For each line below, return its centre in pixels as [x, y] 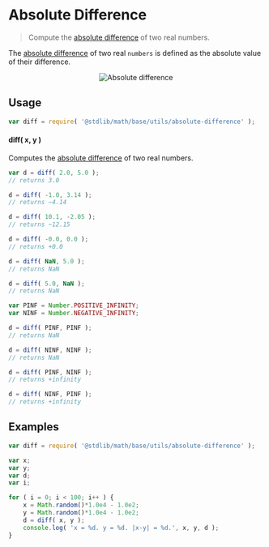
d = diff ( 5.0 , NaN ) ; [47, 284]
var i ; [19, 483]
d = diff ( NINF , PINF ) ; [50, 395]
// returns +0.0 [36, 246]
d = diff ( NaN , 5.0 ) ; [47, 261]
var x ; [19, 460]
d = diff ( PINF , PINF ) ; [50, 328]
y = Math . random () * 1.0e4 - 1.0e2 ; [81, 513]
